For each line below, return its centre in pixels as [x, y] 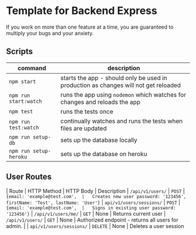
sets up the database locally [99, 140]
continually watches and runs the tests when [122, 121]
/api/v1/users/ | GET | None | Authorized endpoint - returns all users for [92, 220]
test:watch [24, 127]
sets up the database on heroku [104, 154]
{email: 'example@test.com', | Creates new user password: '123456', [96, 196]
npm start [22, 81]
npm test [21, 111]
